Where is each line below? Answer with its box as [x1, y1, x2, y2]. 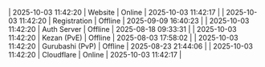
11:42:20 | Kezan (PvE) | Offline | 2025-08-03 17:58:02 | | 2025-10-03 [8, 33, 238, 42]
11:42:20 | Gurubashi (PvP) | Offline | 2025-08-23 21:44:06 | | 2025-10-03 [8, 41, 253, 51]
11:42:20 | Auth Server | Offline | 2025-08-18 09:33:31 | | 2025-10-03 [8, 25, 237, 33]
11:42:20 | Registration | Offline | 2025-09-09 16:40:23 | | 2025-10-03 [18, 16, 250, 26]
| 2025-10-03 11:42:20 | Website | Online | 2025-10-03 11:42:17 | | [8, 8, 225, 17]
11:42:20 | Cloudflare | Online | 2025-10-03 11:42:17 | [8, 50, 182, 59]
